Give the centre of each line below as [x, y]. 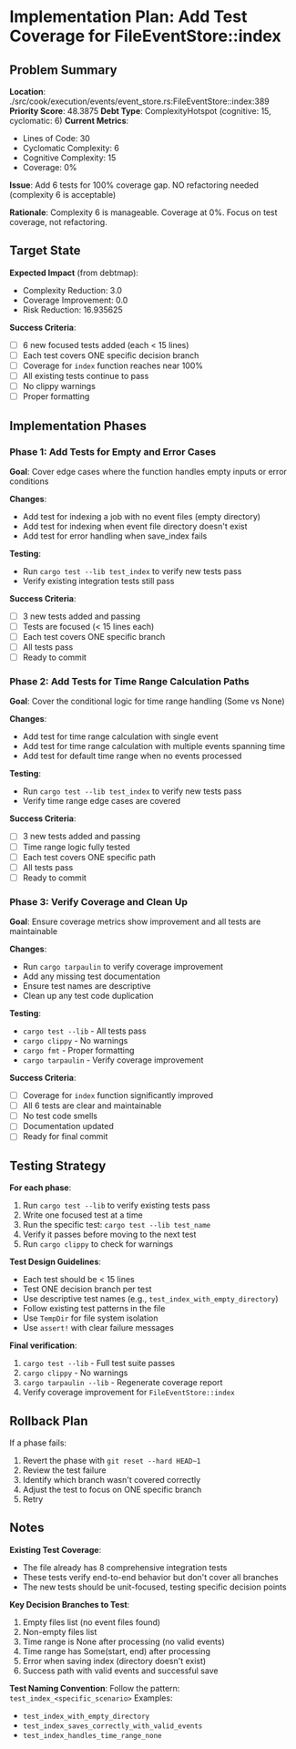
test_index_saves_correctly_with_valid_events [112, 1726]
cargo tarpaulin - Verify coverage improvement [113, 1060]
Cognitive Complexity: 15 [69, 158]
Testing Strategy [58, 1165]
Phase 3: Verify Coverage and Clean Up [99, 901]
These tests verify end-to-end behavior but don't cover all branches [151, 1577]
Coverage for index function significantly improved [118, 1096]
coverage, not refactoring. [58, 222]
